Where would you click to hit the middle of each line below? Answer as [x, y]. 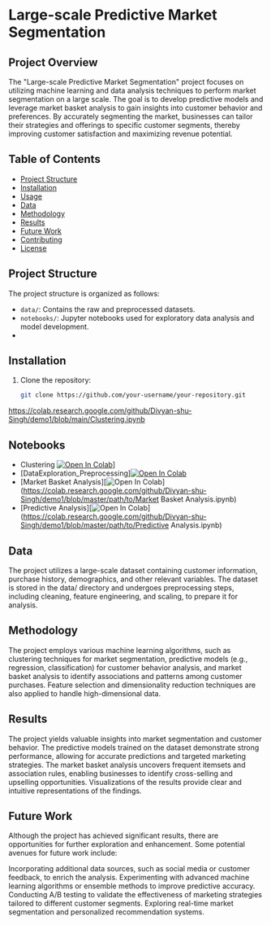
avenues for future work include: [63, 853]
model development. [54, 327]
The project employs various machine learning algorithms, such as [120, 650]
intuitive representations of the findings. [75, 791]
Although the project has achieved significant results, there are [114, 835]
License [33, 248]
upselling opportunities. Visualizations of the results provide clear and [125, 782]
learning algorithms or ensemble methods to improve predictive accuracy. [132, 886]
